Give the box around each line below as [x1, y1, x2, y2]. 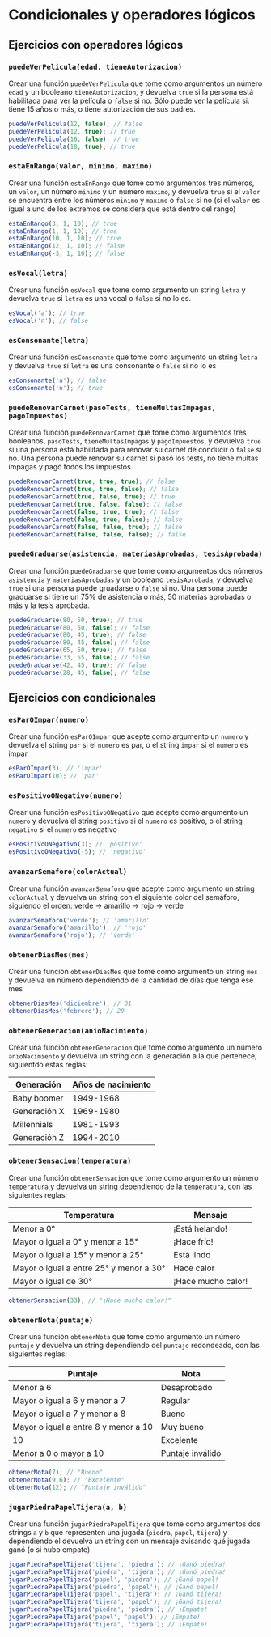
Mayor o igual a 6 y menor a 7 [12, 1394, 126, 1406]
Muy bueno [160, 1421, 205, 1432]
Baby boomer [12, 1092, 64, 1104]
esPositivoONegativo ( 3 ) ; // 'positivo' [8, 840, 143, 849]
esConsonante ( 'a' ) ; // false [8, 376, 107, 385]
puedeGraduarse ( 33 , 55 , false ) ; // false [8, 654, 150, 662]
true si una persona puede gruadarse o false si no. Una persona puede [8, 583, 248, 592]
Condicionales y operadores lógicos [8, 6, 256, 24]
